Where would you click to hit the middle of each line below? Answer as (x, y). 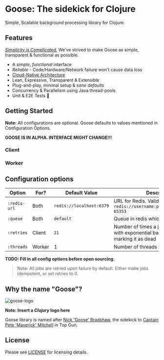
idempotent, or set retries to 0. (48, 274)
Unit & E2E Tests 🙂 (31, 95)
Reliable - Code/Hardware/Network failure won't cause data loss (77, 69)
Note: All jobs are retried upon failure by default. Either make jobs (83, 269)
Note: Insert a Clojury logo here (38, 310)
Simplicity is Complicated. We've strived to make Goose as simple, (72, 49)
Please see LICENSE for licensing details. (46, 352)
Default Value (81, 193)
